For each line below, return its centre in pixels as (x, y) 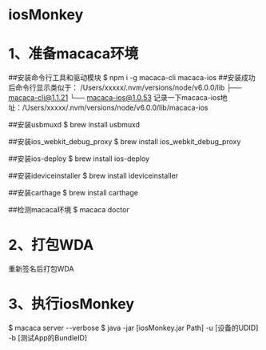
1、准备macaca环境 (73, 54)
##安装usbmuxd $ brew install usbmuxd (74, 125)
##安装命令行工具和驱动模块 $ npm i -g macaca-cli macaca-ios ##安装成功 (132, 78)
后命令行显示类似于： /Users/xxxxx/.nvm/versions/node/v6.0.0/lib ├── (125, 88)
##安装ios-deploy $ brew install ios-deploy (79, 159)
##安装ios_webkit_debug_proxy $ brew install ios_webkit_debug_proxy (125, 142)
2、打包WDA (51, 245)
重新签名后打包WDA (41, 269)
